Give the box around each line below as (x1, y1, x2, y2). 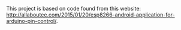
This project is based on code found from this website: (6, 5, 141, 12)
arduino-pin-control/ (6, 18, 57, 24)
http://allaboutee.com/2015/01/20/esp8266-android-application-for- (6, 11, 175, 18)
